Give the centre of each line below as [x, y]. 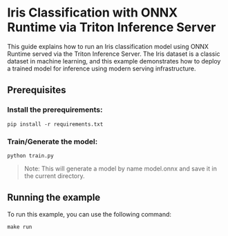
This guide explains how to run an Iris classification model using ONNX [108, 46]
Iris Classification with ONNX [93, 13]
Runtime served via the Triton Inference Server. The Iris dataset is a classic [114, 54]
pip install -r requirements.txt [55, 124]
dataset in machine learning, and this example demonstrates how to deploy [114, 61]
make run [20, 227]
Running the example [54, 198]
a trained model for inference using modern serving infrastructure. [102, 68]
